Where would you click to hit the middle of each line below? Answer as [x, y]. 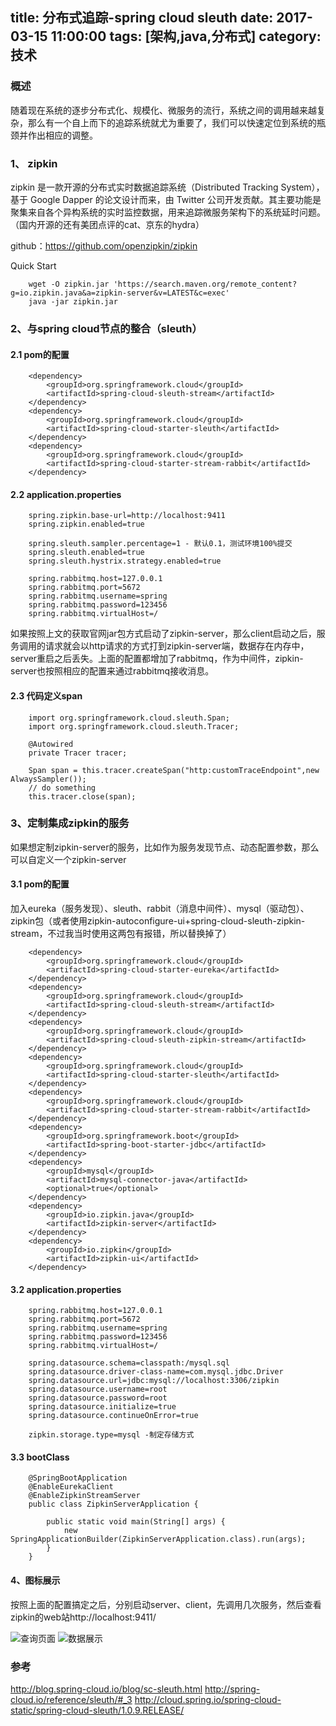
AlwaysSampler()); [48, 779]
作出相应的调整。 [62, 135]
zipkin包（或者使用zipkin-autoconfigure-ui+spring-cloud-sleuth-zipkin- [158, 921]
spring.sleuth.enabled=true [86, 553]
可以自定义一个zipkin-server [68, 859]
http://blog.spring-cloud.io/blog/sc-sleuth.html [106, 1689]
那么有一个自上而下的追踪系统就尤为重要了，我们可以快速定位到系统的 [172, 122]
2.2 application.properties [66, 494]
